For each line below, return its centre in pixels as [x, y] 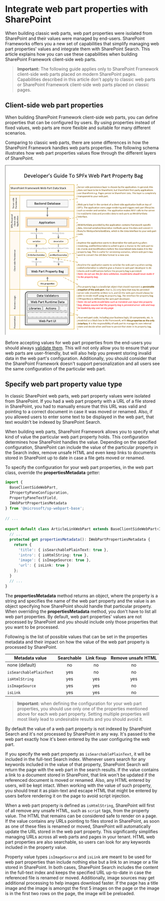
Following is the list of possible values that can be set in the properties [76, 636]
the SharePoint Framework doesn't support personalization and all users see [82, 364]
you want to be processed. [32, 627]
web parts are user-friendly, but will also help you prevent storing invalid [78, 353]
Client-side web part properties [54, 105]
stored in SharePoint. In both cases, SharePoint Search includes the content [82, 867]
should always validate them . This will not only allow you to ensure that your [82, 348]
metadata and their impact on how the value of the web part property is [77, 642]
